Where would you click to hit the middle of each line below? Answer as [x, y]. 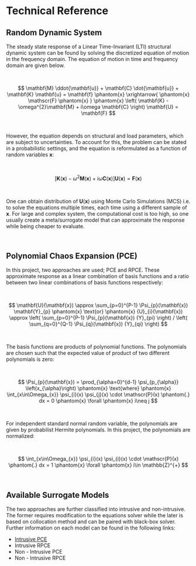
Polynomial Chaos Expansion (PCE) [72, 256]
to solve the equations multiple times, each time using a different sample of [97, 207]
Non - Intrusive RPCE [40, 558]
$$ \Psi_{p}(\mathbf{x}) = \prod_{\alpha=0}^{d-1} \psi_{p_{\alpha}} [98, 382]
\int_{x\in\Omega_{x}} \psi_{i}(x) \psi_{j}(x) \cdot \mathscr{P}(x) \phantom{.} [98, 394]
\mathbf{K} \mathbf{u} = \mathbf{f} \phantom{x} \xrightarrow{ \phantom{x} [98, 94]
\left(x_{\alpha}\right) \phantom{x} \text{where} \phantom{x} [98, 389]
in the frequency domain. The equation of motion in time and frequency [92, 59]
